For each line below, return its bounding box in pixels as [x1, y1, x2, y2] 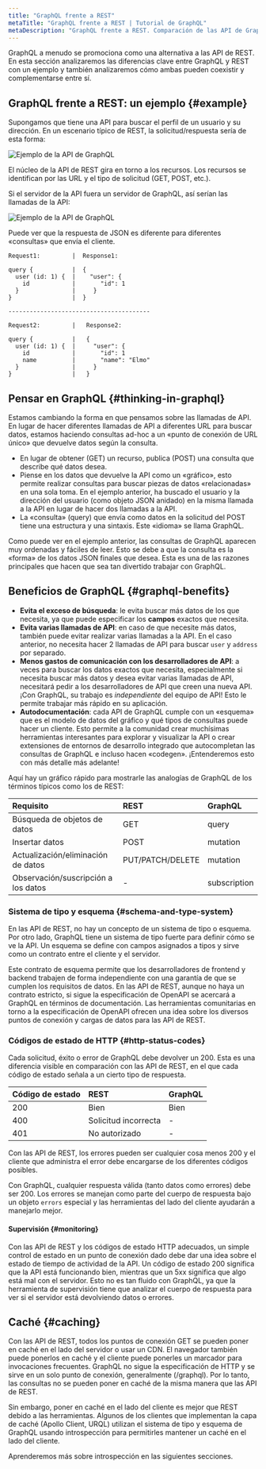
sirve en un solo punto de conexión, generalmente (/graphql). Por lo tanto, [8, 1371, 250, 1380]
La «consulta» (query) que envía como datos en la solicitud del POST [19, 513, 245, 522]
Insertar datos [12, 836, 65, 847]
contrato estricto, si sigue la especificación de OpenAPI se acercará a [8, 990, 236, 1000]
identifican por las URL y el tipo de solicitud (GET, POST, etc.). [8, 174, 211, 183]
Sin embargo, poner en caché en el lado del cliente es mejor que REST [8, 1402, 238, 1412]
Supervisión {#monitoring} [8, 1224, 99, 1233]
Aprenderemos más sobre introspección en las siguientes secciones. [8, 1452, 234, 1461]
